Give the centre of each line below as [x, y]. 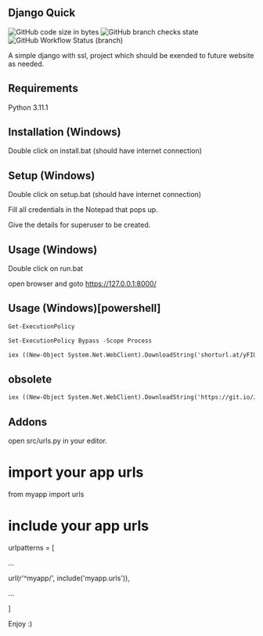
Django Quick [42, 13]
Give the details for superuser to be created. [79, 225]
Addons [28, 422]
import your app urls [76, 472]
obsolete [30, 379]
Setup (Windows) [52, 175]
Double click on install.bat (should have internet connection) [105, 151]
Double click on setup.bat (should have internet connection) [105, 195]
